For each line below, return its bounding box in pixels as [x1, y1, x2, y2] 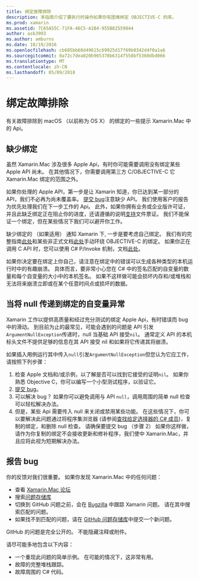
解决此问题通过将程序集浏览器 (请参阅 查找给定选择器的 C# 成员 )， [25, 415, 186, 422]
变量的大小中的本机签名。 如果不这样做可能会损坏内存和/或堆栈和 [31, 273, 191, 279]
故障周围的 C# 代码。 [14, 568, 67, 575]
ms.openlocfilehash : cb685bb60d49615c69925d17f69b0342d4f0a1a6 [6, 47, 166, 53]
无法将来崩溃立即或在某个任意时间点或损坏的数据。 [6, 280, 131, 287]
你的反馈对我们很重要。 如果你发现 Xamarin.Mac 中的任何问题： [6, 473, 162, 480]
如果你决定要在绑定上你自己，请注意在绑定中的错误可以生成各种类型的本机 [6, 258, 188, 264]
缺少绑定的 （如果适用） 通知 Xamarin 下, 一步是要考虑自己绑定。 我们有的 [6, 231, 187, 237]
